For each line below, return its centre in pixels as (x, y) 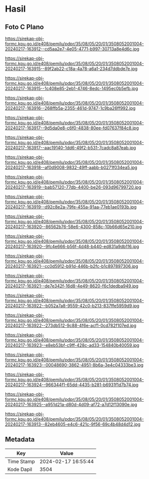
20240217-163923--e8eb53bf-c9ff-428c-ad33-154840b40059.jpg (72, 345)
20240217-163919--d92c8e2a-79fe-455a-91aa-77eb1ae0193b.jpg (71, 207)
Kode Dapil (20, 469)
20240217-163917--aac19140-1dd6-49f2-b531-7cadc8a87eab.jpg (71, 148)
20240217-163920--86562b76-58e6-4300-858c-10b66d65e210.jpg (73, 227)
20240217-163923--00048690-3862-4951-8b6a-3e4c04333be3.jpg (74, 365)
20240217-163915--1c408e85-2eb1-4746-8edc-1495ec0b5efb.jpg (72, 88)
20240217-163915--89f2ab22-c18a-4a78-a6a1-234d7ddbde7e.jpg (71, 69)
